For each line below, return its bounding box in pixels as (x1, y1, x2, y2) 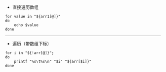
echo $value (14, 23, 39, 27)
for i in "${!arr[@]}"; (5, 50, 54, 55)
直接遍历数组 (12, 4, 39, 10)
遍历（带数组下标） (12, 41, 52, 47)
